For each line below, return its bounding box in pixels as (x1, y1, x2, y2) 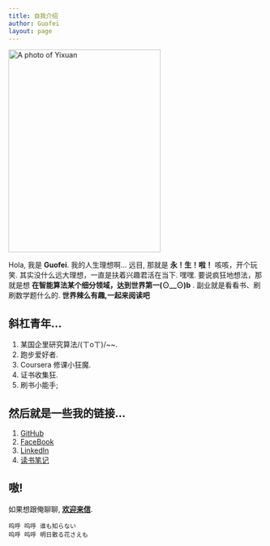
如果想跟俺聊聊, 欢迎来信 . (8, 504, 93, 514)
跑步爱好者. (19, 350, 58, 359)
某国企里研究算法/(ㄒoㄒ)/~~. (19, 340, 118, 350)
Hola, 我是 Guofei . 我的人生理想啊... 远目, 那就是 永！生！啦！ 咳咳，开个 (8, 260, 251, 270)
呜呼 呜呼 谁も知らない (8, 522, 77, 530)
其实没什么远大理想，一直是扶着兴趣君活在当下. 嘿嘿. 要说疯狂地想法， (19, 270, 255, 280)
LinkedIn (19, 445, 49, 455)
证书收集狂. (19, 370, 58, 380)
